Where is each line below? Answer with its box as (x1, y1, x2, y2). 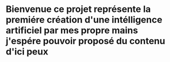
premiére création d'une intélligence (6, 14, 163, 25)
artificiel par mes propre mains (6, 25, 139, 36)
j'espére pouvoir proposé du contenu (6, 35, 165, 47)
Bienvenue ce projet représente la (6, 3, 151, 15)
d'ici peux (6, 46, 49, 57)
